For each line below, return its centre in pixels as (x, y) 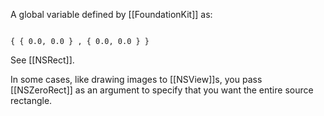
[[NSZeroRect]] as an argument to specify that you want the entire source (162, 90)
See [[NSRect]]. (42, 60)
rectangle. (31, 100)
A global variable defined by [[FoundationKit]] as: (111, 14)
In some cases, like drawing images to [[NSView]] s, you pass (136, 79)
